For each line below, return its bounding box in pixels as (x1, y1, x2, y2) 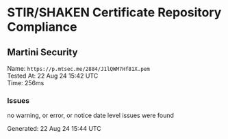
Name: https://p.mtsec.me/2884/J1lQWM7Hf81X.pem (7, 65, 151, 72)
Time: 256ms (7, 79, 45, 87)
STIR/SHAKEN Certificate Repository (7, 5, 222, 20)
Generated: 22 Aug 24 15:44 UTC (7, 125, 101, 133)
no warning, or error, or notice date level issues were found (7, 111, 175, 120)
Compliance (7, 19, 77, 35)
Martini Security (7, 46, 78, 58)
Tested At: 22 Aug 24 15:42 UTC (7, 72, 99, 80)
